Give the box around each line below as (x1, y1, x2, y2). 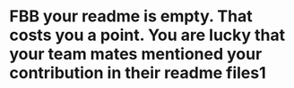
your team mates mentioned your (9, 44, 263, 64)
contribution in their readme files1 (9, 63, 266, 84)
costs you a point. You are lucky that (9, 25, 286, 45)
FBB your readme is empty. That (9, 6, 253, 27)
